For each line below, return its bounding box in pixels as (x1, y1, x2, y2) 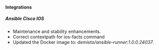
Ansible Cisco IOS (5, 16, 44, 22)
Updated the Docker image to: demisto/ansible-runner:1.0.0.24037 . (12, 39, 154, 45)
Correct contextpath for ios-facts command (12, 33, 105, 40)
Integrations (5, 4, 32, 10)
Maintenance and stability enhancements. (12, 28, 101, 34)
